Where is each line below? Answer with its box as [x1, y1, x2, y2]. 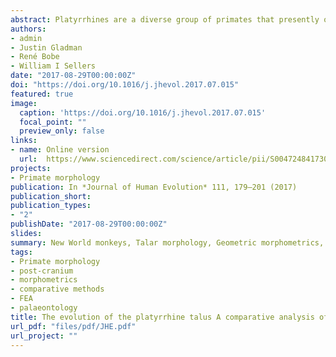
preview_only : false [19, 126, 105, 136]
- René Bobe [10, 52, 60, 62]
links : [10, 136, 38, 146]
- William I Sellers [10, 61, 97, 71]
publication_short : [10, 191, 92, 201]
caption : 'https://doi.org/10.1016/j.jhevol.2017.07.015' [19, 107, 267, 118]
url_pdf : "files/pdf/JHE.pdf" [10, 321, 137, 331]
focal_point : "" [19, 117, 87, 127]
